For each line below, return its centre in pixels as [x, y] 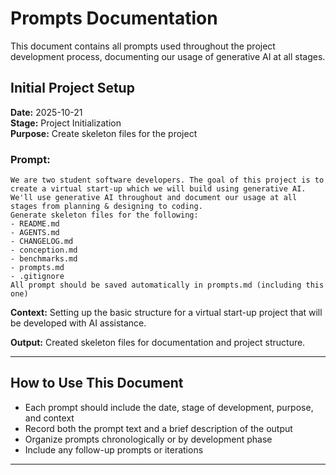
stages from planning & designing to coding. [106, 207]
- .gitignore [37, 277]
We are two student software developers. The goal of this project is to [167, 180]
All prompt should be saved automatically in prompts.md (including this [167, 285]
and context [49, 418]
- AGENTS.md [35, 233]
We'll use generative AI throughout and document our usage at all [154, 198]
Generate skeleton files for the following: [104, 215]
